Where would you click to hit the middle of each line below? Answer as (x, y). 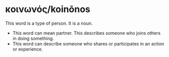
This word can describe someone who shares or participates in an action (88, 43)
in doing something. (33, 38)
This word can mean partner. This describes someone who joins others (87, 33)
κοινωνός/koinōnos (48, 9)
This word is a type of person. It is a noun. (49, 23)
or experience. (28, 49)
